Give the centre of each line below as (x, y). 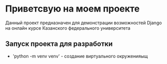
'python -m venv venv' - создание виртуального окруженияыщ (80, 56)
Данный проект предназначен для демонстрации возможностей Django (83, 23)
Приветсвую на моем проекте (73, 9)
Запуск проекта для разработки (59, 44)
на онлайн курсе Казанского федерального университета (68, 28)
